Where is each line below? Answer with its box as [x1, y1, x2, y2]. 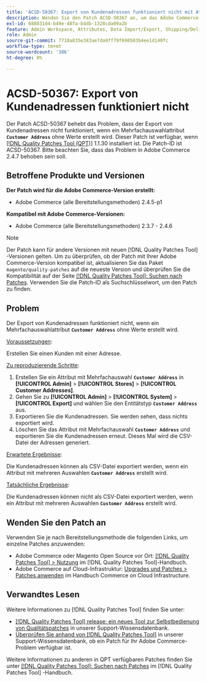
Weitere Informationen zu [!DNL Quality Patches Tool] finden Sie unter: [6, 606, 185, 613]
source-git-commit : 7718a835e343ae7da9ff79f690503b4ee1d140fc [6, 37, 169, 44]
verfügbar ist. [37, 643, 72, 651]
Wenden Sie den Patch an [6, 517, 106, 528]
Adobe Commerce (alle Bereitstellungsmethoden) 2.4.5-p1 [15, 198, 162, 206]
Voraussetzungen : [6, 338, 53, 345]
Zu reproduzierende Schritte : [6, 362, 80, 369]
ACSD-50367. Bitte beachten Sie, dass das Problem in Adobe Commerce [6, 146, 190, 154]
